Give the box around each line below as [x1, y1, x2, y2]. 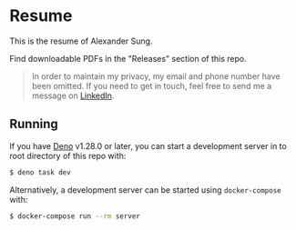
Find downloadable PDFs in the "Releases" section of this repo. [9, 53, 248, 64]
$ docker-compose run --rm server [9, 211, 141, 221]
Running [9, 116, 59, 132]
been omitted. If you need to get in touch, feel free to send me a [31, 80, 272, 91]
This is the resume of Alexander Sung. [9, 35, 153, 46]
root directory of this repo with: [9, 150, 127, 161]
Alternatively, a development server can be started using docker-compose [9, 184, 281, 195]
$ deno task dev [9, 167, 71, 177]
